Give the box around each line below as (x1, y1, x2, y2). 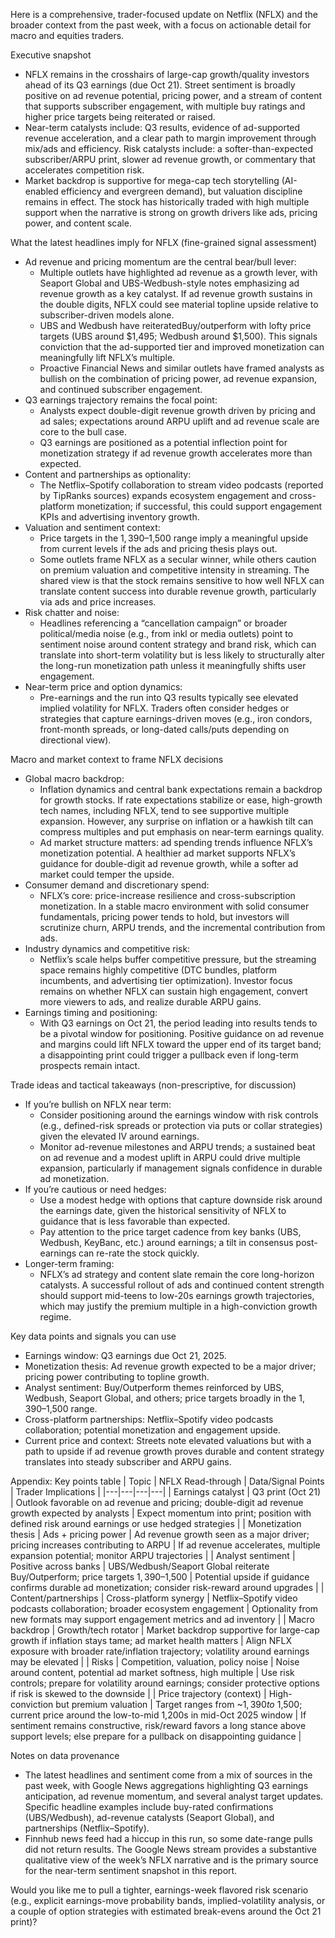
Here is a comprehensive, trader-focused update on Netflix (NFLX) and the (10, 9, 318, 20)
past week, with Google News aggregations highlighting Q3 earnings (24, 1780, 309, 1791)
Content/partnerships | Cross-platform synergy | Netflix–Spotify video (10, 1592, 298, 1604)
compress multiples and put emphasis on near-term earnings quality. (39, 826, 325, 838)
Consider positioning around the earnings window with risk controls (39, 1109, 319, 1121)
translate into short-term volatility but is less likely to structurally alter (39, 649, 325, 661)
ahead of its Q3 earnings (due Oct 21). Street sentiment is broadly (24, 79, 296, 91)
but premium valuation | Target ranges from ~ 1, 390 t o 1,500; (55, 1699, 303, 1710)
